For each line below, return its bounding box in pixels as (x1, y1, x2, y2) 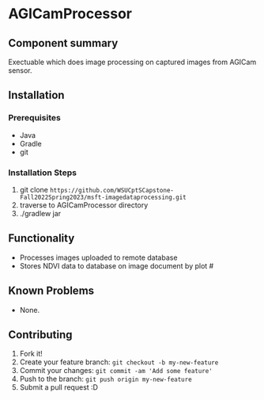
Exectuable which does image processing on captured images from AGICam (8, 57, 257, 67)
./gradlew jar (19, 208, 62, 218)
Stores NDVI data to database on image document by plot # (19, 261, 214, 270)
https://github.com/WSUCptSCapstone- (50, 186, 175, 194)
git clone (19, 185, 49, 194)
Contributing (8, 328, 73, 341)
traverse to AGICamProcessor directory (19, 200, 149, 210)
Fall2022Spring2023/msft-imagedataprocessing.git (19, 193, 187, 201)
